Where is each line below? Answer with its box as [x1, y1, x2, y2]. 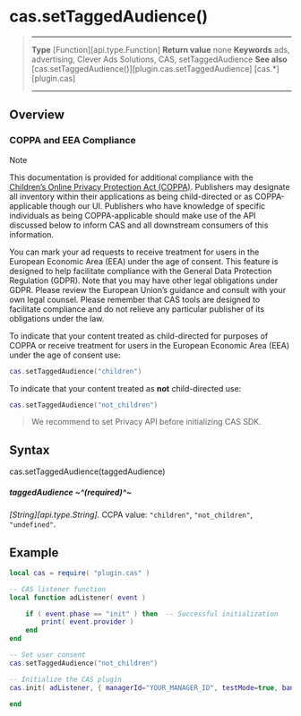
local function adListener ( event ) [9, 593, 146, 602]
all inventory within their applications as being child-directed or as [9, 191, 254, 202]
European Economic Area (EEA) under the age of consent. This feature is [9, 255, 279, 266]
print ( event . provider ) [41, 617, 134, 626]
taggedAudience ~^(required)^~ [9, 487, 133, 497]
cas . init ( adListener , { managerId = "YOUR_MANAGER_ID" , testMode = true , [9, 683, 279, 692]
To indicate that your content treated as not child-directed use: [9, 383, 242, 393]
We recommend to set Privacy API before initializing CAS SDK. [30, 417, 262, 427]
